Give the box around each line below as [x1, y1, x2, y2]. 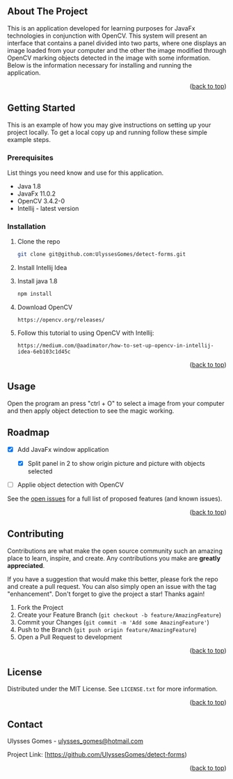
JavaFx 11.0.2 [17, 189, 56, 198]
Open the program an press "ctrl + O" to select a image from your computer [7, 399, 225, 407]
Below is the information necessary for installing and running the [7, 61, 193, 69]
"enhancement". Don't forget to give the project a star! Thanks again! [7, 590, 205, 598]
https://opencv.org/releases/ [17, 316, 106, 323]
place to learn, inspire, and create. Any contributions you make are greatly [7, 553, 221, 562]
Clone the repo [17, 237, 61, 246]
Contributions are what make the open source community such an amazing [7, 546, 223, 555]
